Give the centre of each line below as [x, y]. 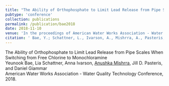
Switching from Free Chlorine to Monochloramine [56, 57]
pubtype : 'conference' [29, 15]
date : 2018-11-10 [23, 29]
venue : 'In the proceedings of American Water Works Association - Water [84, 33]
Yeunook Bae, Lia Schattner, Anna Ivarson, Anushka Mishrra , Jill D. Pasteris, [84, 63]
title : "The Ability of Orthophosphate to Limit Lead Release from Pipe [83, 10]
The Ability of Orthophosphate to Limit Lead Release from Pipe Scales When [84, 52]
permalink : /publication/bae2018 [40, 24]
